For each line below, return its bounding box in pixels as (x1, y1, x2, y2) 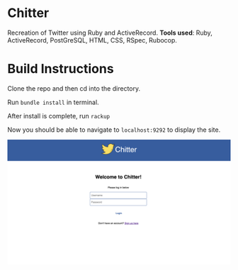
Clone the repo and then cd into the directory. (7, 84, 140, 93)
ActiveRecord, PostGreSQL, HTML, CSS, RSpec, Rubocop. (7, 35, 177, 44)
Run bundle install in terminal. (7, 98, 99, 106)
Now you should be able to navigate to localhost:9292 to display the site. (7, 125, 221, 134)
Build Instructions (7, 61, 115, 77)
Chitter (7, 5, 50, 21)
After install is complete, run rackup (7, 111, 110, 120)
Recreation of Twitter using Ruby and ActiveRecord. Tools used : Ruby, (7, 28, 212, 37)
